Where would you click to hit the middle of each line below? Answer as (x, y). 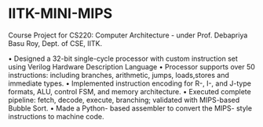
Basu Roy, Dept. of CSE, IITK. (55, 43)
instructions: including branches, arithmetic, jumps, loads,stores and (119, 75)
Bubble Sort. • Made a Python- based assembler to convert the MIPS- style (130, 108)
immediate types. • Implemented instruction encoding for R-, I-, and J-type (130, 83)
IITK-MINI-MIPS (60, 14)
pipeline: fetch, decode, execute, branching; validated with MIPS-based (124, 100)
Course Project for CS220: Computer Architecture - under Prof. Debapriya (128, 35)
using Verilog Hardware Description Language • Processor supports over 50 (131, 66)
